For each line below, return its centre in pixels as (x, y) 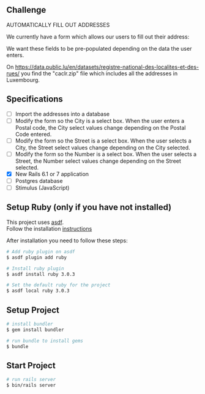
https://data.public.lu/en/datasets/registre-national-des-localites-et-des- (107, 67)
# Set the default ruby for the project (59, 285)
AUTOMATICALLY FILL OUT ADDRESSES (58, 24)
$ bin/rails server (31, 385)
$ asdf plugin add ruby (37, 257)
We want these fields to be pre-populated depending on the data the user (99, 48)
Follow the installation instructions (49, 228)
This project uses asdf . (35, 222)
